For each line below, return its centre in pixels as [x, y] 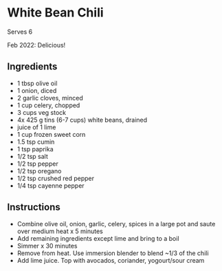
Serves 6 [20, 32]
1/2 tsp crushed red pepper [56, 178]
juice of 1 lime [36, 127]
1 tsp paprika [35, 149]
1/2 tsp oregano [39, 171]
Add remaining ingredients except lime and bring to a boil [98, 238]
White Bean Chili [56, 13]
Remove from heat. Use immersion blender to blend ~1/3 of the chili [113, 253]
